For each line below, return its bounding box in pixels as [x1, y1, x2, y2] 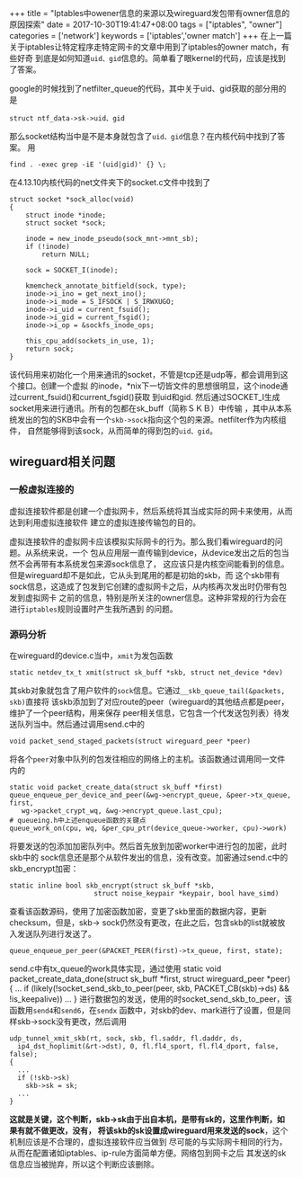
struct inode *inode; [25, 210, 106, 219]
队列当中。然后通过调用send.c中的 [16, 718, 146, 729]
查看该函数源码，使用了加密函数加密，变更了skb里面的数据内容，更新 [9, 906, 267, 916]
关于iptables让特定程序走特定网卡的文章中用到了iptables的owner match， [9, 41, 282, 52]
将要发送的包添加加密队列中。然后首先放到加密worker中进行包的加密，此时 [9, 840, 288, 852]
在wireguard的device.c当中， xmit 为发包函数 [9, 650, 173, 661]
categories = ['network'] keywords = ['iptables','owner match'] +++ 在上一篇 [9, 31, 292, 40]
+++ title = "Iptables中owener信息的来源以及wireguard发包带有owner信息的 [9, 8, 290, 18]
